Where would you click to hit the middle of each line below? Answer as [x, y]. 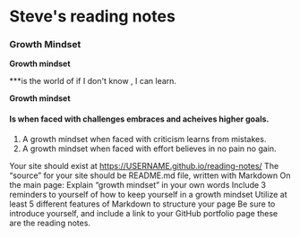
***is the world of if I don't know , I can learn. [93, 81]
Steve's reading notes [93, 17]
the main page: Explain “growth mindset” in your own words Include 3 [138, 184]
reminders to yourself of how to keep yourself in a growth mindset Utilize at [148, 194]
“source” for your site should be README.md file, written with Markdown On [150, 175]
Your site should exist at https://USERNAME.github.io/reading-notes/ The [144, 165]
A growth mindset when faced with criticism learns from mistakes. [144, 139]
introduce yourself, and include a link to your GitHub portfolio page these [144, 213]
